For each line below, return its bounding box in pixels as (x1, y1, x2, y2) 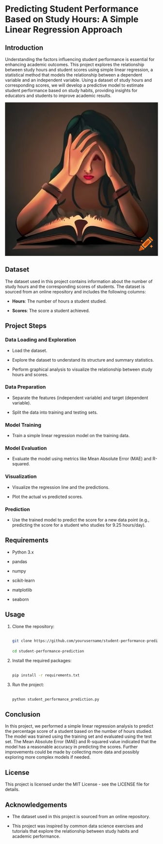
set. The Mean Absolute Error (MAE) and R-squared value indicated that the (5, 739, 157, 745)
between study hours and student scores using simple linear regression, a (5, 67, 153, 73)
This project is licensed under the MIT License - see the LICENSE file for (5, 781, 149, 787)
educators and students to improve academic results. (5, 93, 112, 98)
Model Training (5, 422, 42, 428)
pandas (12, 558, 28, 564)
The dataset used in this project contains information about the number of (5, 278, 153, 284)
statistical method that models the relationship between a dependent (5, 72, 143, 77)
